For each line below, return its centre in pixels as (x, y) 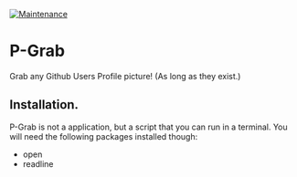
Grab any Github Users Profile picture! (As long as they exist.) (125, 76)
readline (38, 163)
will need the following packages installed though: (104, 136)
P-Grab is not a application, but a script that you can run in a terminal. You (148, 127)
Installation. (44, 105)
